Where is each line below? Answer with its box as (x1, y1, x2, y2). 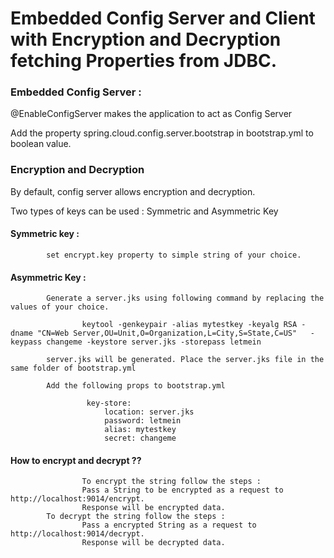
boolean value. (10, 138, 72, 150)
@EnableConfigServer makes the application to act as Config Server (10, 108, 293, 120)
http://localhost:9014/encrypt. (10, 494, 145, 504)
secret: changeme (104, 433, 177, 444)
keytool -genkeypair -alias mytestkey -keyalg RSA (81, 320, 298, 330)
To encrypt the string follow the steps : (81, 477, 262, 487)
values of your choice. (10, 302, 110, 312)
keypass (10, 337, 43, 347)
